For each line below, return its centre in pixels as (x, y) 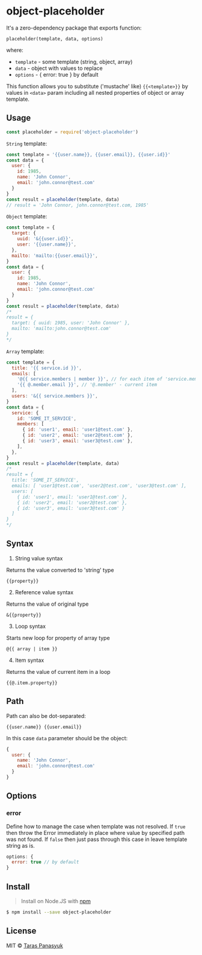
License (21, 931)
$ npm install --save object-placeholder (59, 912)
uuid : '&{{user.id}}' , (45, 239)
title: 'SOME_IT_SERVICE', (45, 480)
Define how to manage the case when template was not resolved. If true (96, 826)
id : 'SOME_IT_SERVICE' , (47, 418)
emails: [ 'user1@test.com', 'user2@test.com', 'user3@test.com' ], (99, 486)
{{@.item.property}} (32, 683)
